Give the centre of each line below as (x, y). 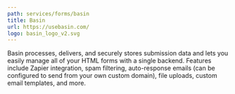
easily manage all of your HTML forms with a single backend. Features (109, 61)
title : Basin (26, 20)
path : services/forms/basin (49, 14)
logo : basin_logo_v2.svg (44, 33)
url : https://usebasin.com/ (49, 27)
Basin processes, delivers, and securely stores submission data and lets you (118, 53)
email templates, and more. (47, 83)
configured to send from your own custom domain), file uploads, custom (112, 76)
